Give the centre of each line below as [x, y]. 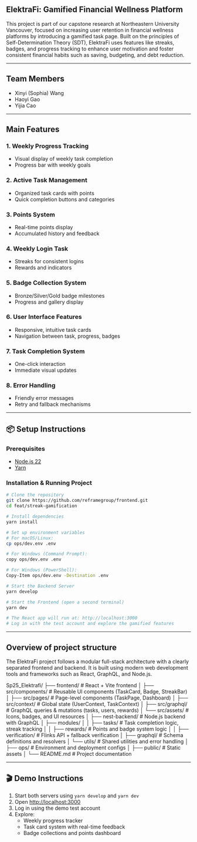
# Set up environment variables [45, 532]
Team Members [35, 79]
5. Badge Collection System [46, 283]
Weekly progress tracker [53, 820]
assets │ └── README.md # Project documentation [69, 753]
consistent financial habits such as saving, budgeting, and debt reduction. [95, 55]
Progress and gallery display [49, 302]
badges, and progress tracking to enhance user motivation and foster [90, 49]
